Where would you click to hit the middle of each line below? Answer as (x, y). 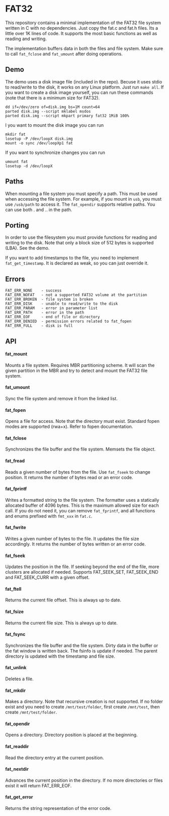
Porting (17, 225)
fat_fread (15, 461)
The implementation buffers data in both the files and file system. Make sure (84, 48)
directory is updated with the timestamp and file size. (60, 656)
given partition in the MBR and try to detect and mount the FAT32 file (76, 371)
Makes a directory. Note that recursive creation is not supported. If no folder (84, 701)
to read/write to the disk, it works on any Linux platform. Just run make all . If (84, 87)
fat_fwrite (16, 527)
